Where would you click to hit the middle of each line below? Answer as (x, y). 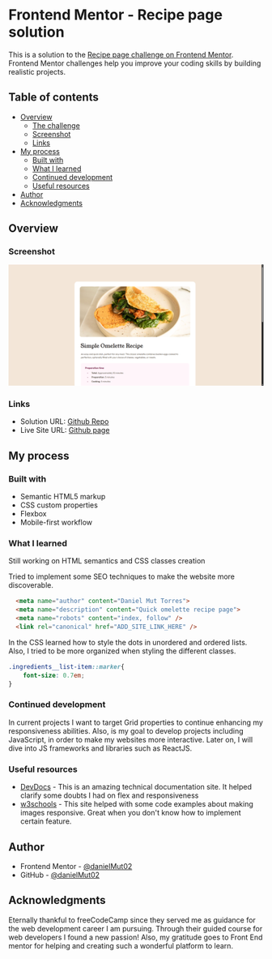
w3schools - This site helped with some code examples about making (136, 804)
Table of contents (53, 98)
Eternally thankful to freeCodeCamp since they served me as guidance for (132, 920)
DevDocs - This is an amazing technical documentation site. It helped (136, 787)
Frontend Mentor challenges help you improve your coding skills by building (135, 63)
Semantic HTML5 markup (63, 497)
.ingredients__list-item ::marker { (67, 666)
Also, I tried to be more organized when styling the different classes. (122, 651)
